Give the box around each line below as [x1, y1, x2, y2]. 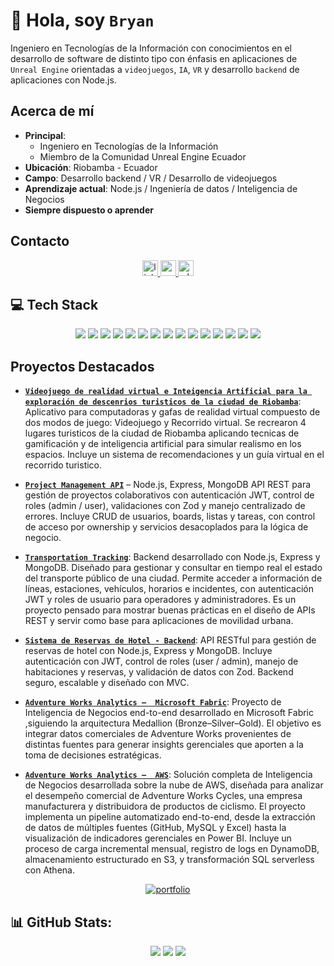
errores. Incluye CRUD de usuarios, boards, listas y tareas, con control [24, 510, 316, 523]
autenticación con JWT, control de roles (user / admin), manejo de [24, 655, 299, 668]
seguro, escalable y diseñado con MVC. [24, 677, 190, 689]
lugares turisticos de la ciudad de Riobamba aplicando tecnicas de [24, 427, 300, 439]
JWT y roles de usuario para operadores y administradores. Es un [24, 594, 297, 606]
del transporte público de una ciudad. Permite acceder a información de [24, 572, 323, 584]
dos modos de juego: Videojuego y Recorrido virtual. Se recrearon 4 [24, 417, 307, 429]
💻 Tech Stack [10, 296, 99, 313]
